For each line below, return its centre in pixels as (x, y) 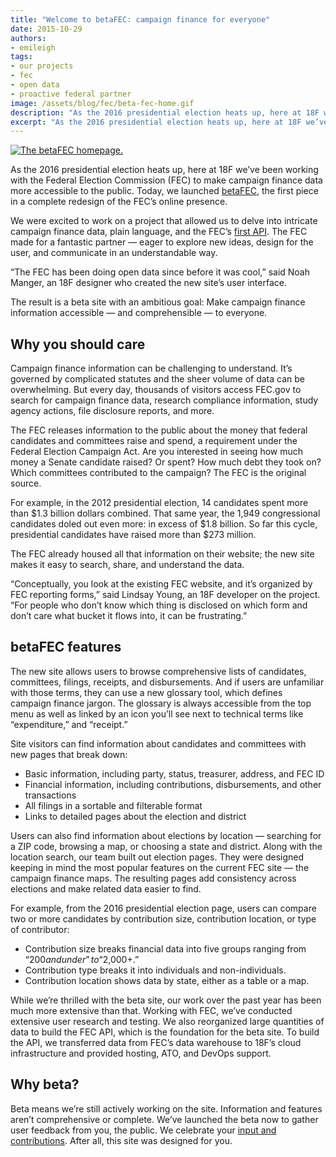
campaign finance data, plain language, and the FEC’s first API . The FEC (159, 232)
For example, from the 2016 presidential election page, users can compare (163, 908)
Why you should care (78, 344)
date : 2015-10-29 (46, 29)
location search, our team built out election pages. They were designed (157, 857)
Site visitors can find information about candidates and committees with (158, 743)
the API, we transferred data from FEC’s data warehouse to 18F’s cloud (156, 1042)
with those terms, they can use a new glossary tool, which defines (146, 692)
